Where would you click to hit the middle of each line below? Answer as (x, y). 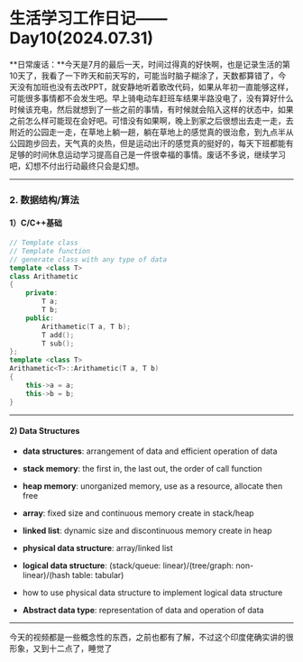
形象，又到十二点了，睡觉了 (61, 648)
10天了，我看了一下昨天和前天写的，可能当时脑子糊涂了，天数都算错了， (144, 75)
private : (42, 293)
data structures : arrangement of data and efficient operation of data (150, 451)
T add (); (58, 335)
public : (40, 318)
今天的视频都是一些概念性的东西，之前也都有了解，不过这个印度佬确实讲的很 (151, 637)
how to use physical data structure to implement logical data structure (152, 593)
